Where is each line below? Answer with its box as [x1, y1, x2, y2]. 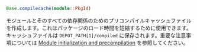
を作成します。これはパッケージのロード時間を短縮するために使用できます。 [6, 24, 192, 31]
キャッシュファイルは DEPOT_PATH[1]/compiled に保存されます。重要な [6, 31, 176, 38]
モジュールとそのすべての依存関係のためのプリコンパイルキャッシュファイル [6, 17, 192, 24]
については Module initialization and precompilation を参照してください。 [11, 39, 189, 46]
